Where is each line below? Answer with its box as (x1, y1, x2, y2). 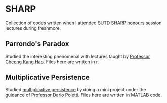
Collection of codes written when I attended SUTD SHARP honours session (5, 20, 162, 26)
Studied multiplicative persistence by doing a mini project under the (5, 86, 146, 92)
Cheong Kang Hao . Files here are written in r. (5, 59, 99, 65)
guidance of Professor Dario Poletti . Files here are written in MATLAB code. (5, 92, 162, 98)
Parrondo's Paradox (5, 40, 69, 48)
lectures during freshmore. (5, 25, 61, 31)
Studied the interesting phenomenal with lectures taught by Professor (5, 53, 150, 59)
